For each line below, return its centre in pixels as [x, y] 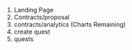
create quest [32, 32]
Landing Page [34, 10]
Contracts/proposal [41, 17]
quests [24, 39]
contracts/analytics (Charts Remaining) [70, 24]
